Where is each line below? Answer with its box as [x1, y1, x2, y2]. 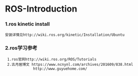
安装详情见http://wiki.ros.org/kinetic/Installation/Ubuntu [5, 32, 124, 37]
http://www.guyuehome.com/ [33, 66, 88, 71]
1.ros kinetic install [5, 21, 50, 28]
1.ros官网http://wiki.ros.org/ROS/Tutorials [7, 57, 97, 61]
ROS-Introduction [5, 3, 77, 15]
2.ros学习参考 [5, 45, 38, 51]
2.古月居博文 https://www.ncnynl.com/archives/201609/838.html [7, 62, 134, 67]
